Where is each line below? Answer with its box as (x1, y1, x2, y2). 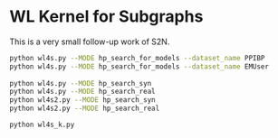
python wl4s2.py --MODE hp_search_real (9, 104, 160, 114)
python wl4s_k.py (9, 120, 75, 130)
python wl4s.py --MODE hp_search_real (9, 87, 156, 97)
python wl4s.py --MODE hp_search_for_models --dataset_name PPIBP (9, 53, 265, 62)
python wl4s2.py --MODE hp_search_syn (9, 96, 156, 105)
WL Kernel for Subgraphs (9, 6, 204, 27)
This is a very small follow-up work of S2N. (9, 36, 170, 47)
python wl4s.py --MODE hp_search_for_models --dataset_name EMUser (9, 61, 270, 71)
